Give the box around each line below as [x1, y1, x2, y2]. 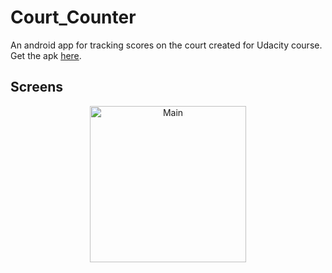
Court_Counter [10, 6, 137, 29]
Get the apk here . [10, 49, 82, 61]
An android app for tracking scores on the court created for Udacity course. [10, 39, 323, 51]
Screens [10, 79, 63, 96]
